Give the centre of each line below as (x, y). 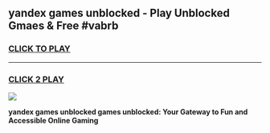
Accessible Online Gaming (53, 120)
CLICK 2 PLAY (36, 79)
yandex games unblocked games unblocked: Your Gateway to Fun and (128, 111)
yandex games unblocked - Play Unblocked (119, 13)
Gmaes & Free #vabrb (63, 26)
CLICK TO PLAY (39, 49)
